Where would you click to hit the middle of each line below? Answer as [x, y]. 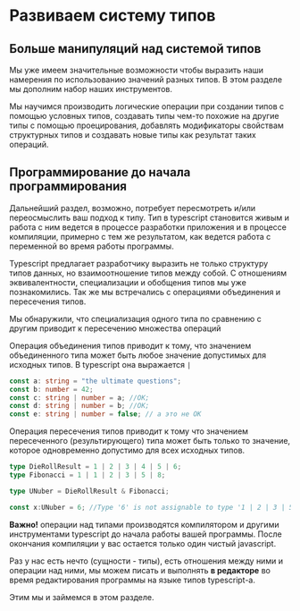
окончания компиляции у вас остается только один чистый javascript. [143, 543]
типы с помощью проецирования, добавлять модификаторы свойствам [146, 125]
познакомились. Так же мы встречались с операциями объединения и [145, 292]
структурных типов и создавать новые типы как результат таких [133, 135]
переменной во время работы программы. [92, 246]
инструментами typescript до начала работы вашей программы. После [146, 534]
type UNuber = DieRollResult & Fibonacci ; [89, 491]
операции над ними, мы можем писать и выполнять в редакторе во [140, 570]
